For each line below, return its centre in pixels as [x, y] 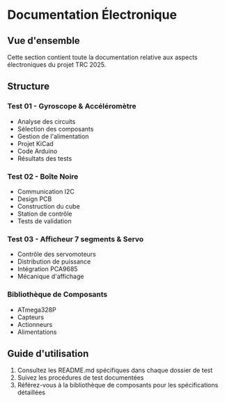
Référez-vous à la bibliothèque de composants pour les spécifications [118, 385]
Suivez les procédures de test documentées [80, 378]
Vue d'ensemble [44, 41]
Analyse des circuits [46, 121]
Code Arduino [37, 151]
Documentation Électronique [92, 15]
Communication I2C [46, 191]
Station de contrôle [45, 214]
